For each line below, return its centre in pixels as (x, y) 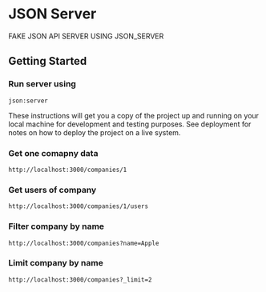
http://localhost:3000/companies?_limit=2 (80, 280)
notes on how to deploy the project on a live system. (95, 132)
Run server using (42, 84)
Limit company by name (56, 263)
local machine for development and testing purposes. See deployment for (130, 124)
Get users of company (52, 190)
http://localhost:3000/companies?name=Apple (84, 243)
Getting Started (48, 61)
